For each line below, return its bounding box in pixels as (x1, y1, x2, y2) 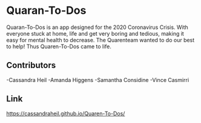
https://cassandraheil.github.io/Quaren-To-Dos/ (6, 110, 125, 117)
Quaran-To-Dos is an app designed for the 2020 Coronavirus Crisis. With (6, 24, 189, 31)
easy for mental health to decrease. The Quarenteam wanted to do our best (6, 36, 195, 43)
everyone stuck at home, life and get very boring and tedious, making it (6, 30, 185, 37)
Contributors (6, 60, 56, 71)
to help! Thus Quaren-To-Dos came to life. (6, 43, 112, 50)
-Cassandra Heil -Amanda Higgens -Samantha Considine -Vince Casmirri (6, 76, 189, 83)
